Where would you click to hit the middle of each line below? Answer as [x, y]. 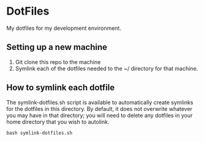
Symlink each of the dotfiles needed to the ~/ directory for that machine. [107, 68]
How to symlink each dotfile [61, 87]
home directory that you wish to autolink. [58, 122]
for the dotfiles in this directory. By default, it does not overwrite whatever [100, 108]
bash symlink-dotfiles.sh [39, 133]
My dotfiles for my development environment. [64, 28]
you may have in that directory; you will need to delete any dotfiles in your [100, 115]
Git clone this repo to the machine [58, 62]
